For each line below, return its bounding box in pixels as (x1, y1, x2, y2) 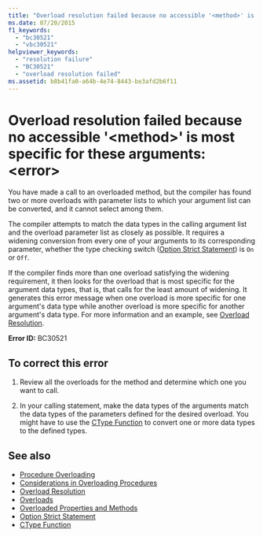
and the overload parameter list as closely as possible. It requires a (8, 228, 225, 237)
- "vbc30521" (15, 41, 58, 49)
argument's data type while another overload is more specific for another (8, 302, 245, 311)
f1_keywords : (8, 26, 51, 34)
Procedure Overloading (19, 470, 96, 480)
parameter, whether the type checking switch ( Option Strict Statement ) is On (8, 245, 254, 254)
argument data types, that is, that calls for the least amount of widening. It (8, 285, 247, 294)
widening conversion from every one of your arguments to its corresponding (8, 236, 256, 246)
